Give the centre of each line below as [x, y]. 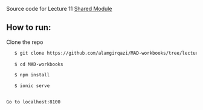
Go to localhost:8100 [34, 102]
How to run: [29, 27]
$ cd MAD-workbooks [39, 64]
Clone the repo [25, 42]
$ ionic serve [32, 86]
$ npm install [32, 75]
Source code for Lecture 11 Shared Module [59, 9]
